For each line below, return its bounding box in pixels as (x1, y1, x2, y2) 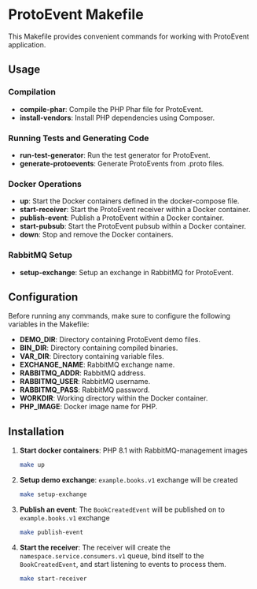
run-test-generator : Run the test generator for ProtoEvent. (19, 150, 211, 159)
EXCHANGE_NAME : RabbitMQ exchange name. (19, 360, 175, 370)
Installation (8, 424, 64, 438)
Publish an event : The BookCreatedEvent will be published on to (19, 505, 226, 514)
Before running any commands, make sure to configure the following (8, 311, 230, 321)
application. (8, 39, 46, 49)
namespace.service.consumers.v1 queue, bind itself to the (19, 550, 204, 561)
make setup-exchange (19, 490, 87, 498)
